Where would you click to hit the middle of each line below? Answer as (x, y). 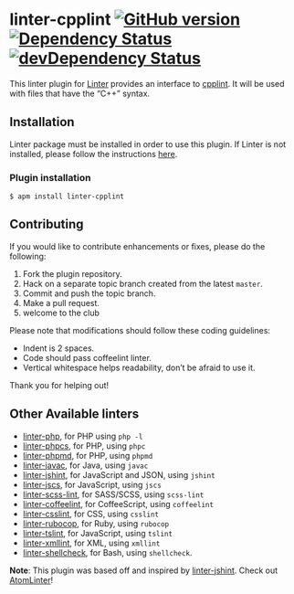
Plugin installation (50, 177)
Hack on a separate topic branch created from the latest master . (142, 283)
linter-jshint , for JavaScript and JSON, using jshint (119, 474)
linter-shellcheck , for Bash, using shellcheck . (107, 552)
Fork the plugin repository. (72, 273)
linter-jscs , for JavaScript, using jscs (92, 484)
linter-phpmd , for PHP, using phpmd (88, 455)
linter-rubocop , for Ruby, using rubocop (96, 523)
